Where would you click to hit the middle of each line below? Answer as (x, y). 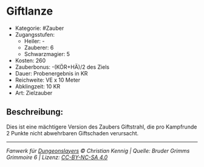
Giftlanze (30, 11)
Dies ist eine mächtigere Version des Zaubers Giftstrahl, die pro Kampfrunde (102, 127)
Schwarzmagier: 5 (47, 54)
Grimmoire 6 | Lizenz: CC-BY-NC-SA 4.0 (57, 157)
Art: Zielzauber (34, 93)
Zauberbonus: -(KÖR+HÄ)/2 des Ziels (62, 67)
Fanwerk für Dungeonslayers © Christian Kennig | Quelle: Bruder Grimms (98, 151)
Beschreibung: (35, 112)
